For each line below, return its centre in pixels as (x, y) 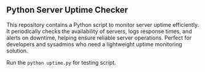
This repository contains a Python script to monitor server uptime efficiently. (103, 24)
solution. (17, 51)
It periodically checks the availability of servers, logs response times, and (99, 31)
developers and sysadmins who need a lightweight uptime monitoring (94, 44)
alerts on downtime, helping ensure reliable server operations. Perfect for (99, 38)
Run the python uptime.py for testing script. (61, 62)
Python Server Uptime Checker (67, 10)
